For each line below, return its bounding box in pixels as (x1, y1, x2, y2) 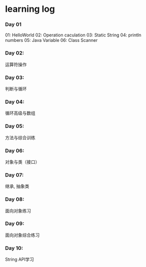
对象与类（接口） (5, 159, 40, 165)
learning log (5, 3, 55, 15)
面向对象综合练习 (5, 232, 40, 238)
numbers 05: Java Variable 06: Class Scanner (5, 37, 98, 43)
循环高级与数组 (5, 110, 35, 116)
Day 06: (5, 147, 25, 154)
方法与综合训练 (5, 134, 35, 141)
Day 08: (5, 196, 25, 203)
